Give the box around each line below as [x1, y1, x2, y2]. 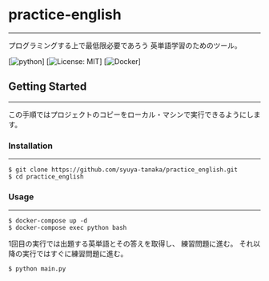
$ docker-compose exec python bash [8, 224, 127, 232]
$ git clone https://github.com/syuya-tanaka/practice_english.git [8, 166, 239, 174]
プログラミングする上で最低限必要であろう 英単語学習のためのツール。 [8, 40, 242, 50]
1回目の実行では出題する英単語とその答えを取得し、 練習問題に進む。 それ [8, 239, 254, 249]
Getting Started [8, 80, 87, 94]
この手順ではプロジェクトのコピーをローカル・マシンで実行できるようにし [8, 110, 254, 119]
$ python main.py [8, 265, 66, 273]
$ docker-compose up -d [8, 217, 88, 225]
